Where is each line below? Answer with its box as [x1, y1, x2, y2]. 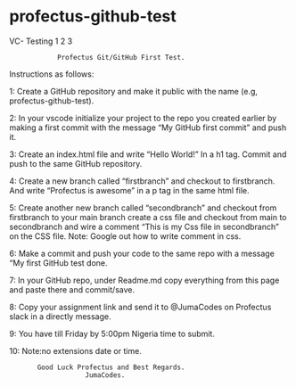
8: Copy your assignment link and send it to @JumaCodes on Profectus [9, 301, 272, 312]
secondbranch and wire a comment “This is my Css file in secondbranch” [9, 221, 279, 232]
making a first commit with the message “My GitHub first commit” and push [9, 122, 287, 133]
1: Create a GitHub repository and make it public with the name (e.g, [9, 86, 259, 96]
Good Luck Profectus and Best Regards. [37, 363, 185, 372]
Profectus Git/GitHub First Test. [56, 53, 185, 62]
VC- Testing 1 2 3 [9, 36, 73, 46]
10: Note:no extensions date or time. [9, 345, 143, 356]
